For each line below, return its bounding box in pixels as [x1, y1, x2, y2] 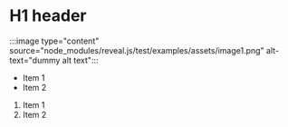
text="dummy [9, 54, 61, 65]
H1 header [9, 5, 87, 26]
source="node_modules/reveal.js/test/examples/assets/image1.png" [9, 44, 264, 55]
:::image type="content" [9, 35, 100, 46]
